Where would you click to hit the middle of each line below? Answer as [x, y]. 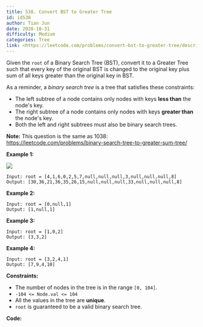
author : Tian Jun [28, 23]
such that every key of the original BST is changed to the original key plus [98, 69]
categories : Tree [28, 40]
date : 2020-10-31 [28, 29]
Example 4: [21, 248]
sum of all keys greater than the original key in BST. [70, 75]
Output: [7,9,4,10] [31, 264]
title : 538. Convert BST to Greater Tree [59, 12]
